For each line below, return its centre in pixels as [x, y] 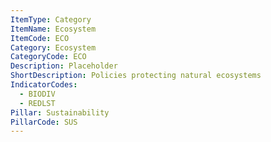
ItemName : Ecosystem [53, 29]
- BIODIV [37, 94]
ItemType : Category [51, 19]
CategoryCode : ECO [48, 57]
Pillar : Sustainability [60, 112]
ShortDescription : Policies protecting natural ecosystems [136, 76]
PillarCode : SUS [44, 122]
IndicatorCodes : [44, 85]
